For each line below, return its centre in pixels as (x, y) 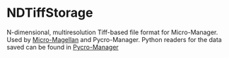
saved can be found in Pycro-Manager (63, 47)
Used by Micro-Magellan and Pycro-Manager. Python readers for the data (114, 39)
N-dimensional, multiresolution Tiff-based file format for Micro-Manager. (112, 32)
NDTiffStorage (50, 13)
